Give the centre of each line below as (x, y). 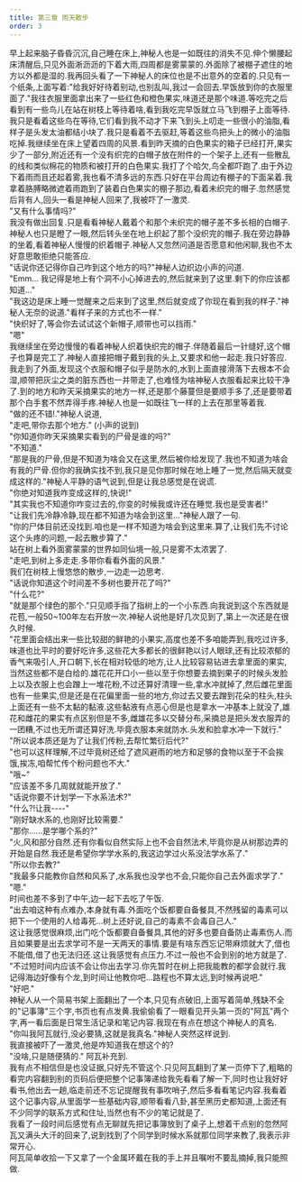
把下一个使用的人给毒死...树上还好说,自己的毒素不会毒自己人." (123, 921)
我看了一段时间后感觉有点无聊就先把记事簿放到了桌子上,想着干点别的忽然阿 (149, 1123)
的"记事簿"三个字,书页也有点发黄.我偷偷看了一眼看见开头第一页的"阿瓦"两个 (150, 1011)
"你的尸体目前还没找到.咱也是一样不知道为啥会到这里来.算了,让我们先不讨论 (149, 526)
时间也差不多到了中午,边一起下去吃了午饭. (87, 898)
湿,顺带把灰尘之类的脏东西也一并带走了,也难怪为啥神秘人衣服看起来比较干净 (150, 380)
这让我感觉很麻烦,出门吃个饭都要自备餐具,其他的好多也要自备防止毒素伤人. (147, 932)
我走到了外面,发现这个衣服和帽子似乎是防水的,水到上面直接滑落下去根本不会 (150, 368)
